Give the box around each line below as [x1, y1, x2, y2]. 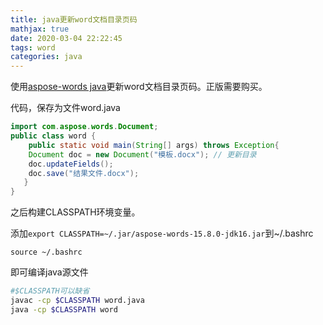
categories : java [10, 52, 83, 62]
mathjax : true [10, 24, 70, 34]
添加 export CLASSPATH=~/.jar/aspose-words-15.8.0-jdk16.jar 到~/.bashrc [10, 227, 314, 240]
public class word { [10, 131, 97, 141]
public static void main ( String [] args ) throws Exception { [28, 140, 280, 150]
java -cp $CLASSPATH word [10, 304, 118, 315]
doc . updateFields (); [28, 159, 114, 169]
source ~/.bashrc [10, 247, 83, 258]
